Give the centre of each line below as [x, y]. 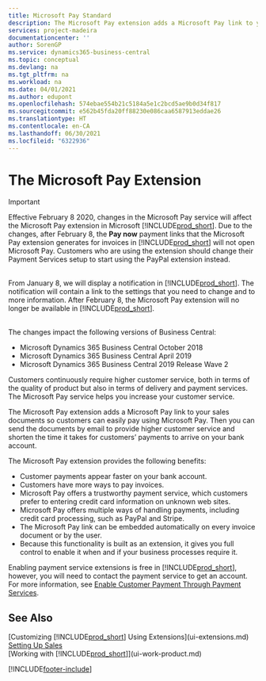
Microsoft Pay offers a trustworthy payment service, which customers [133, 493]
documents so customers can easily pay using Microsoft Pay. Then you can [131, 420]
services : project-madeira [53, 30]
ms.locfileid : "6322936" [49, 141]
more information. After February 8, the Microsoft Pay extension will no [124, 300]
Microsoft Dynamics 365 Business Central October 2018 [111, 348]
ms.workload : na [35, 82]
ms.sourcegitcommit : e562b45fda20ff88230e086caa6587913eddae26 [115, 112]
